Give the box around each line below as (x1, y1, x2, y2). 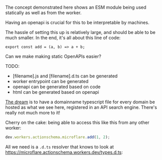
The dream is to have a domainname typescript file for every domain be (5, 99, 155, 105)
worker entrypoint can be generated (12, 78, 89, 84)
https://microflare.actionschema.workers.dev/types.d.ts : (5, 149, 123, 155)
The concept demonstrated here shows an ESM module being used (5, 5, 146, 10)
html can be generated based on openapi (12, 89, 100, 95)
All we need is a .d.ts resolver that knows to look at (5, 144, 114, 150)
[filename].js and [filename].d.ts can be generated (12, 73, 118, 79)
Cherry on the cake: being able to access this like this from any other (5, 119, 150, 126)
